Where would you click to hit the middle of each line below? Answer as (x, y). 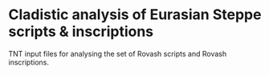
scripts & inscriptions (81, 32)
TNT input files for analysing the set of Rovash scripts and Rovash (118, 53)
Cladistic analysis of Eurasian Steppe (135, 15)
